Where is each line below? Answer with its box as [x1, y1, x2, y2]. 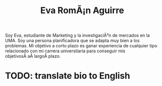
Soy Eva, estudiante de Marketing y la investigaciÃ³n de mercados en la [5, 32, 150, 39]
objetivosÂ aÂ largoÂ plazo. [5, 53, 61, 59]
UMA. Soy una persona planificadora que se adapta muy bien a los [5, 38, 140, 43]
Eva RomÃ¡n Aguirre [40, 5, 124, 16]
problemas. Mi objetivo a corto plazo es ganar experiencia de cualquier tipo [5, 43, 158, 49]
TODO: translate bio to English [5, 70, 131, 82]
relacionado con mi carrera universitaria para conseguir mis [5, 48, 126, 54]
